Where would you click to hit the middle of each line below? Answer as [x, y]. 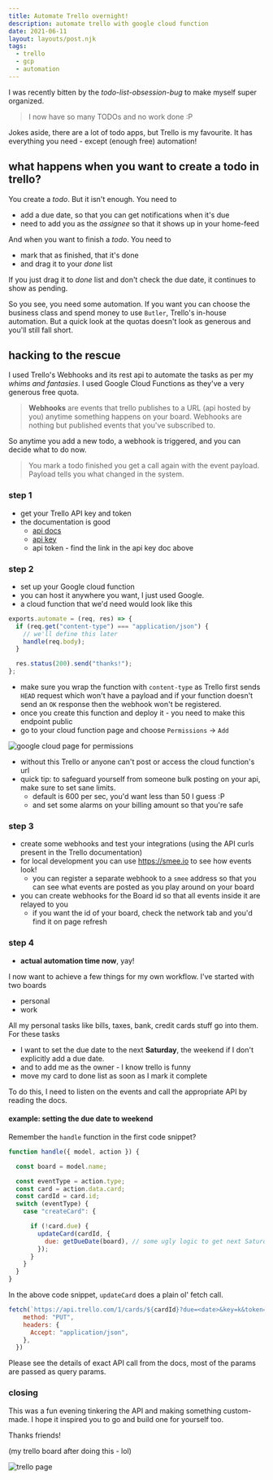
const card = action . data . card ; [71, 1189]
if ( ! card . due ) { [59, 1227]
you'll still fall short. [41, 330]
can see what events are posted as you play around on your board [143, 887]
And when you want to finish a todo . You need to [90, 239]
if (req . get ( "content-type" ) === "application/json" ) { [112, 626]
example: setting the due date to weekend [81, 1119]
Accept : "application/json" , [79, 1333]
